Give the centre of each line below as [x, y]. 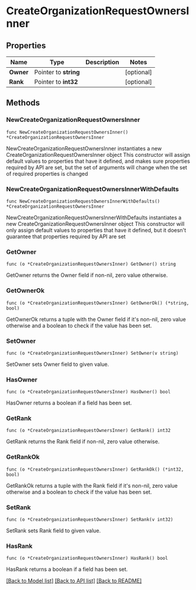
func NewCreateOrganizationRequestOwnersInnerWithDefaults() [83, 201]
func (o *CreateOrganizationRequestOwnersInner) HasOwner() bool [88, 392]
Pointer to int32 [56, 82]
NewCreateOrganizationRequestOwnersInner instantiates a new [84, 148]
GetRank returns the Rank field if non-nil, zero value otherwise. [83, 441]
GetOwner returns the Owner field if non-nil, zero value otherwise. [87, 275]
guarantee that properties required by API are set [66, 236]
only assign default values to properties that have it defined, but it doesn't [96, 230]
